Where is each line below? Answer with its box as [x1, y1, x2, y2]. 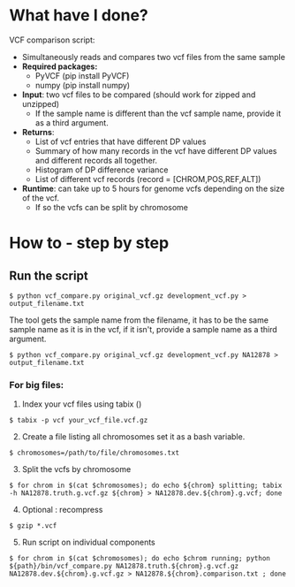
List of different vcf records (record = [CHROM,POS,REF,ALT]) [34, 173, 261, 184]
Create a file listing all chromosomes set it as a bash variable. [21, 431, 246, 442]
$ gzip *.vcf [9, 522, 57, 530]
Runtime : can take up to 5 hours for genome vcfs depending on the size [21, 183, 285, 194]
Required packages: [21, 61, 98, 72]
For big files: [9, 378, 64, 391]
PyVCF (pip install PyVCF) [34, 70, 130, 80]
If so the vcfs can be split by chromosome [34, 202, 188, 212]
